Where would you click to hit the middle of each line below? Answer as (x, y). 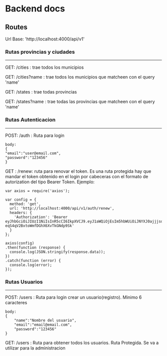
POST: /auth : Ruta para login (35, 135)
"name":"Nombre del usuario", (45, 320)
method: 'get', (25, 204)
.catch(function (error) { (33, 260)
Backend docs (35, 9)
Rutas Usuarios (24, 282)
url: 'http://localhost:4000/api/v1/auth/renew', (62, 208)
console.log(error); (31, 265)
